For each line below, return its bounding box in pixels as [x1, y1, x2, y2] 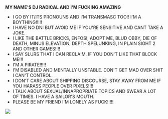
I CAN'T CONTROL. [12, 72, 53, 78]
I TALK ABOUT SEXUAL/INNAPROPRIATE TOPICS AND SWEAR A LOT [12, 88, 156, 94]
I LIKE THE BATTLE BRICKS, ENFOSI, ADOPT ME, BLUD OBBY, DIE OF [12, 35, 157, 41]
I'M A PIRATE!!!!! [12, 62, 46, 67]
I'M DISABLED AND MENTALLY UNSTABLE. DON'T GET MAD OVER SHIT [12, 67, 163, 73]
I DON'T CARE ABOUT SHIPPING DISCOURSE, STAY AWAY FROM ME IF [12, 77, 161, 83]
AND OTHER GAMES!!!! [12, 46, 61, 51]
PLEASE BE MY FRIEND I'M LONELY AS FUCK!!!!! [12, 99, 114, 104]
